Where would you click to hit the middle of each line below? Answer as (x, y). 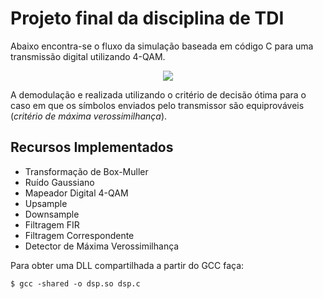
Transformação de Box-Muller (86, 171)
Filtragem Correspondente (79, 235)
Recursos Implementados (92, 147)
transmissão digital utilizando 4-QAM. (88, 56)
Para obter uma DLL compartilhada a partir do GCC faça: (127, 265)
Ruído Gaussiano (59, 182)
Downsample (52, 214)
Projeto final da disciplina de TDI (147, 18)
